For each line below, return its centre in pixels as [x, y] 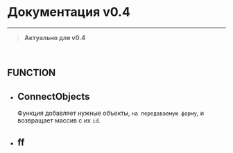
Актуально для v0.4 [55, 37]
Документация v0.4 [69, 12]
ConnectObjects [53, 97]
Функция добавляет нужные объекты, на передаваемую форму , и [111, 113]
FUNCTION [32, 73]
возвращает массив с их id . [59, 120]
